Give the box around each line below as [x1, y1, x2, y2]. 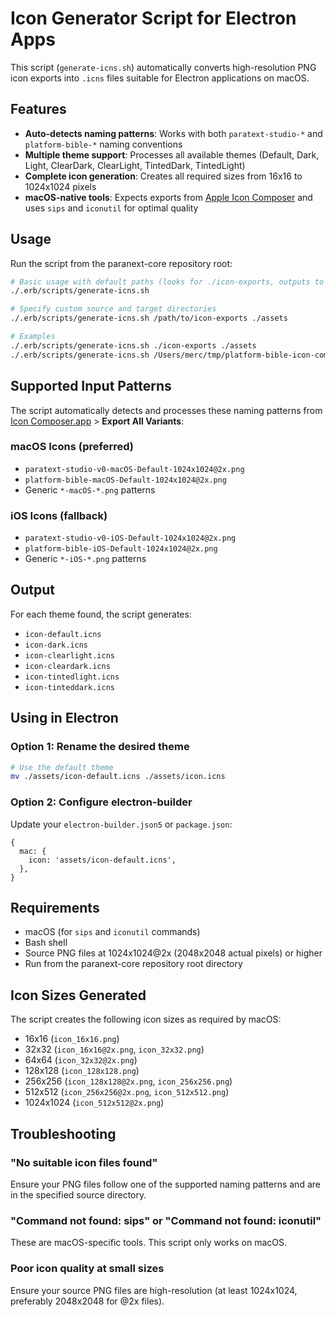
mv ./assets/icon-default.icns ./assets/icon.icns [10, 772, 226, 782]
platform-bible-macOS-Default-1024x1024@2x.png [24, 475, 227, 485]
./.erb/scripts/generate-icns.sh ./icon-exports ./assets [10, 340, 257, 351]
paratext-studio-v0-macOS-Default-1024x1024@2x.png [24, 464, 245, 474]
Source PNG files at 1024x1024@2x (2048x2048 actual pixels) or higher [24, 947, 323, 959]
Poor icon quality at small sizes [10, 1262, 165, 1276]
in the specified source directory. [10, 1188, 147, 1201]
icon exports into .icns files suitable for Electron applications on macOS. [10, 72, 310, 84]
